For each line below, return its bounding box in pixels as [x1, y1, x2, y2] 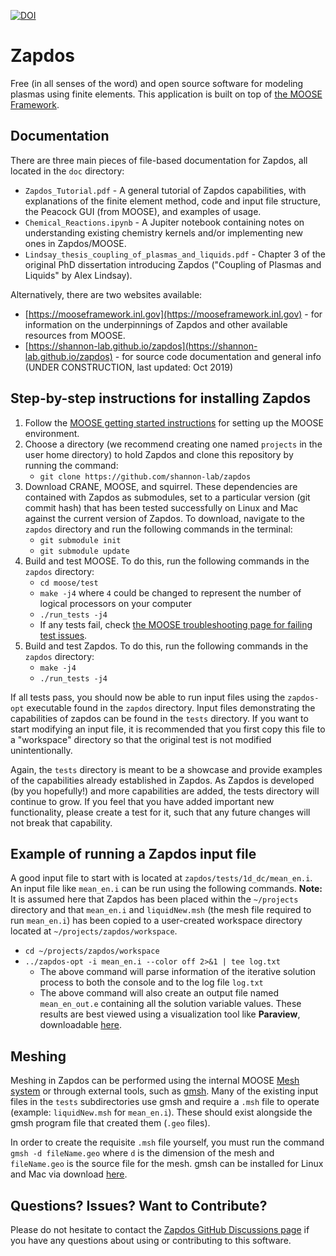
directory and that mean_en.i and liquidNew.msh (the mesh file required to [10, 904, 312, 916]
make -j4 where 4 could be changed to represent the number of [39, 586, 302, 599]
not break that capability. [10, 816, 113, 829]
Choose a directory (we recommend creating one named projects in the [24, 438, 323, 450]
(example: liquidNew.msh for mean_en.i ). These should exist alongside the [10, 1106, 313, 1119]
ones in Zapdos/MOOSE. [24, 237, 127, 249]
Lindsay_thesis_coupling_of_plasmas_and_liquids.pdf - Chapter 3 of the [24, 248, 326, 260]
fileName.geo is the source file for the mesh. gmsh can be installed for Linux [10, 1158, 324, 1170]
